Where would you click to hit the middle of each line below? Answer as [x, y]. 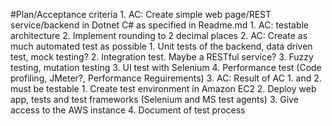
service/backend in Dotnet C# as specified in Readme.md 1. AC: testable [160, 25]
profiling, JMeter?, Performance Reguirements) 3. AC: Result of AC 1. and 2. [166, 78]
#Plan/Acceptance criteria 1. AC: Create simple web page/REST [141, 14]
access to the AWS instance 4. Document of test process [128, 110]
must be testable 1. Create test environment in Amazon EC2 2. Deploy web [163, 88]
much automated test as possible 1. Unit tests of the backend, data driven [161, 46]
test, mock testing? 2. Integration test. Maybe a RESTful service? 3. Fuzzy [162, 57]
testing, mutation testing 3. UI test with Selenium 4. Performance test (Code [166, 67]
